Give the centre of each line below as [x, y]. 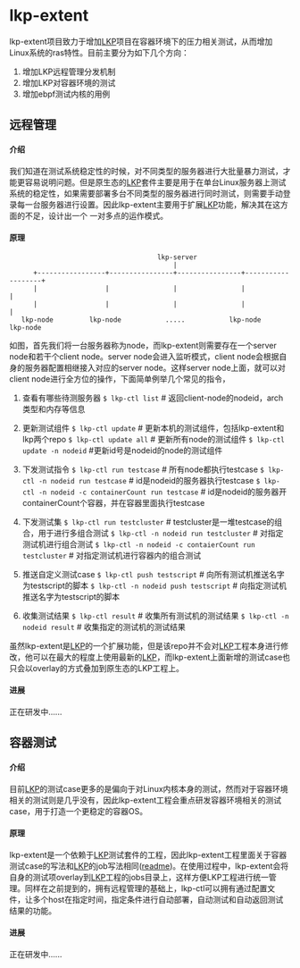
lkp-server [177, 257]
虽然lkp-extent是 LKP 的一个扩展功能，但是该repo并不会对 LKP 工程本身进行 [145, 645]
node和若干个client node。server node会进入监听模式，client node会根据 [144, 356]
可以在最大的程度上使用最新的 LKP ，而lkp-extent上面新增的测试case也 [162, 657]
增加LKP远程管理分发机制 [69, 72]
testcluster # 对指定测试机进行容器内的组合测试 [112, 555]
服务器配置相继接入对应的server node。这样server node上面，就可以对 [155, 367]
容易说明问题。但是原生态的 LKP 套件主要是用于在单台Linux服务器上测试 [155, 182]
